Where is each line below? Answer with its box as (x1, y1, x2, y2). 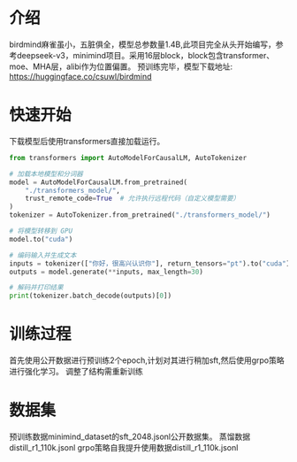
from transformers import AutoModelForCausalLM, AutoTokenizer (9, 153, 247, 162)
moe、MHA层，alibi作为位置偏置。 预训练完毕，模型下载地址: (9, 61, 233, 72)
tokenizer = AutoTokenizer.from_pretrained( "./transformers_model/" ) (9, 211, 271, 219)
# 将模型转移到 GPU (9, 227, 73, 235)
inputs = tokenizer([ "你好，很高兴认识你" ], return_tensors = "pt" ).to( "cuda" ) (9, 258, 290, 268)
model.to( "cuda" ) (9, 235, 73, 243)
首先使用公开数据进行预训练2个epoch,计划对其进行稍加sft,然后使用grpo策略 (9, 355, 285, 366)
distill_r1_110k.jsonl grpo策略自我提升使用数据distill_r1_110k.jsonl (9, 443, 239, 452)
